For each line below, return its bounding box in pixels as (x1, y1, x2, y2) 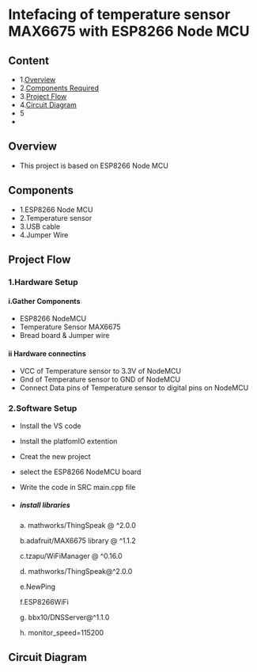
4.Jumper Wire (19, 230, 69, 239)
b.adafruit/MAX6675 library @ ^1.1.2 (19, 536, 136, 545)
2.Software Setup (8, 403, 77, 414)
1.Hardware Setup (8, 276, 79, 287)
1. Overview (19, 75, 56, 84)
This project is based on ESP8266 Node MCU (19, 161, 168, 170)
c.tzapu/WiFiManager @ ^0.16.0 (19, 551, 123, 560)
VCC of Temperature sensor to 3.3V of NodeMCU (19, 366, 182, 376)
